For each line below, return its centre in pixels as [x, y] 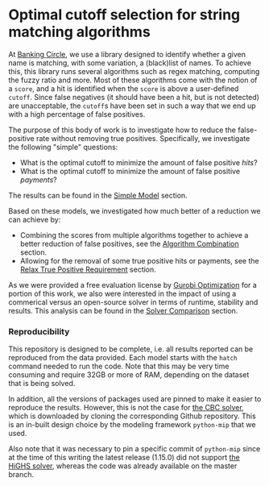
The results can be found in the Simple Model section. [98, 195]
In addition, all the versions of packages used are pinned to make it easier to [135, 399]
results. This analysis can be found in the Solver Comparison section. [123, 310]
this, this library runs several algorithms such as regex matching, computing [134, 71]
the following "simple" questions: [63, 147]
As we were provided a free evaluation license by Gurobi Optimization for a [133, 285]
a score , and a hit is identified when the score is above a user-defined [124, 88]
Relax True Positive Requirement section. [88, 269]
